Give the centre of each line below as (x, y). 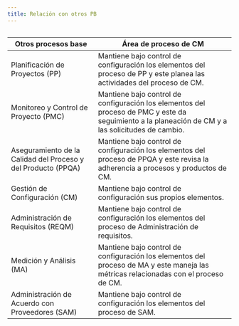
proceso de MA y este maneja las (153, 265)
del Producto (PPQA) (46, 168)
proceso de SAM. (127, 312)
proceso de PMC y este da (142, 112)
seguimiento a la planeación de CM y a (163, 121)
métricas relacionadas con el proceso (161, 274)
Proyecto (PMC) (38, 117)
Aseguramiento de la (46, 150)
